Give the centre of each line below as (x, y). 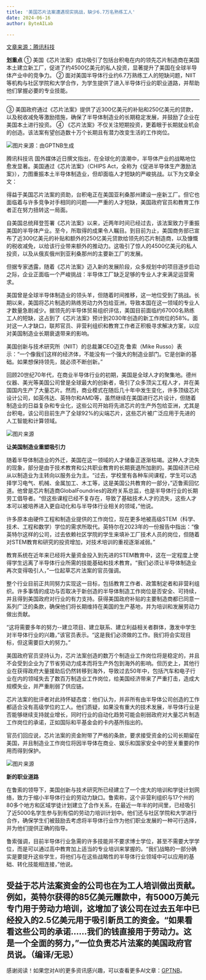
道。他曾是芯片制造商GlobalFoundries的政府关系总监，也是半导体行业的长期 (102, 491)
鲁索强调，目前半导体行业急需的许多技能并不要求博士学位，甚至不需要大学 (100, 841)
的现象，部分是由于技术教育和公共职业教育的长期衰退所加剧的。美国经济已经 (103, 468)
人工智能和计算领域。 (33, 421)
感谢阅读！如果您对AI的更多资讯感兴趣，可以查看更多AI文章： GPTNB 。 (96, 971)
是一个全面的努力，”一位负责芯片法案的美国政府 (95, 943)
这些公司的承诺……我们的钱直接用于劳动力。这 (103, 931)
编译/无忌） (56, 955)
